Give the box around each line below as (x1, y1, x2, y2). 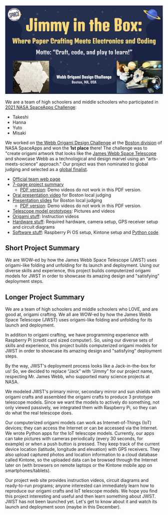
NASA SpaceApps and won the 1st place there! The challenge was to (5, 145, 147, 151)
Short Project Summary (5, 244, 80, 252)
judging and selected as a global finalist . (5, 166, 88, 172)
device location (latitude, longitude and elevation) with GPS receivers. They (5, 446, 160, 452)
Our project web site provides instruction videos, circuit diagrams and (5, 477, 149, 483)
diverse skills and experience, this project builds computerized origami (5, 268, 151, 274)
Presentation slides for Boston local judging (12, 197, 102, 203)
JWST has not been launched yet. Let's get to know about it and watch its (5, 498, 157, 504)
